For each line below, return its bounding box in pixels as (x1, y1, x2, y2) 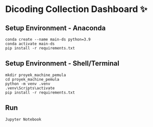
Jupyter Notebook (5, 116, 42, 122)
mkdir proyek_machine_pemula (5, 72, 66, 77)
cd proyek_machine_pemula (5, 76, 59, 82)
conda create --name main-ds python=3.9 (5, 37, 91, 42)
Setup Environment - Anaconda (5, 23, 106, 32)
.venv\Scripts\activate (5, 85, 55, 90)
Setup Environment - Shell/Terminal (5, 59, 119, 68)
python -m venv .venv (5, 81, 51, 86)
